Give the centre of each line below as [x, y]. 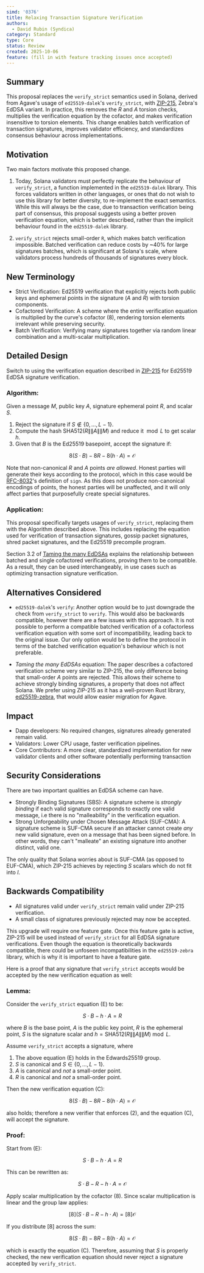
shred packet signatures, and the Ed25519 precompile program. [86, 542]
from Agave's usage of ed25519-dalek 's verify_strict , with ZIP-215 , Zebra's [102, 103]
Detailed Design [37, 356]
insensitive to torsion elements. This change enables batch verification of [98, 122]
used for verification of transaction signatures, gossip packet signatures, [97, 536]
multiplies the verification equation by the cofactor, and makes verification [99, 116]
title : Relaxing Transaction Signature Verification [75, 18]
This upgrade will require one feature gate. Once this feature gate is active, [100, 931]
